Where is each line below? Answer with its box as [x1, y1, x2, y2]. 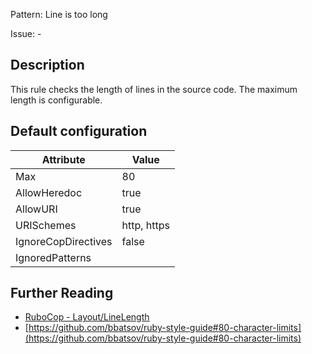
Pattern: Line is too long [10, 9, 108, 20]
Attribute [41, 152, 86, 166]
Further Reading [10, 285, 114, 302]
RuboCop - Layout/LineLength [24, 311, 150, 323]
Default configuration [10, 123, 148, 140]
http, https [121, 218, 171, 232]
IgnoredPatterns [15, 250, 92, 264]
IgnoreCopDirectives [15, 234, 113, 248]
